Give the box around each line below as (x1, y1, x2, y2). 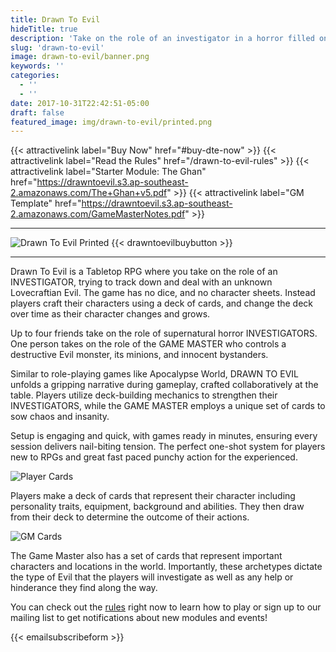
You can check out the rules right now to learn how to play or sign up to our (10, 601, 322, 613)
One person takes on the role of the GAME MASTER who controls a (10, 338, 287, 350)
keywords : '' (10, 61, 65, 71)
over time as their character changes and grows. (10, 308, 211, 320)
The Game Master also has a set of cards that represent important (10, 550, 283, 562)
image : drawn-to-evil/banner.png (10, 52, 150, 62)
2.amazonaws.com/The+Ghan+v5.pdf (10, 187, 168, 199)
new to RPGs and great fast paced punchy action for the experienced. (10, 451, 298, 463)
